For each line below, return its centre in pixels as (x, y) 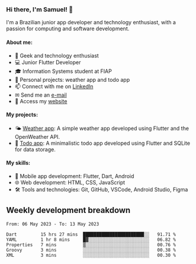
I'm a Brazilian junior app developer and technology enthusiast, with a (91, 23)
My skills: (18, 163)
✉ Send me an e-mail (41, 95)
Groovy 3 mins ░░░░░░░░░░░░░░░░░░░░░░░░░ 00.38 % (91, 250)
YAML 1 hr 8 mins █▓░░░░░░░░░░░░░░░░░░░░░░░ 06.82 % (91, 240)
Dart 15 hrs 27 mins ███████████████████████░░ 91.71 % (91, 234)
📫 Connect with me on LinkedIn (54, 86)
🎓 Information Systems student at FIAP (63, 71)
